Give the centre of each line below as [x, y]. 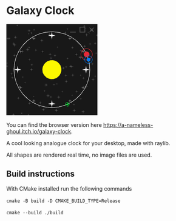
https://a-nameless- [128, 124]
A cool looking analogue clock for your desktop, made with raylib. [88, 143]
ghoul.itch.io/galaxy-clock [39, 131]
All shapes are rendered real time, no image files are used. [79, 155]
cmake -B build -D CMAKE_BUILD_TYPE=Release [63, 201]
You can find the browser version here [54, 124]
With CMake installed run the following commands [69, 188]
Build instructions [40, 174]
